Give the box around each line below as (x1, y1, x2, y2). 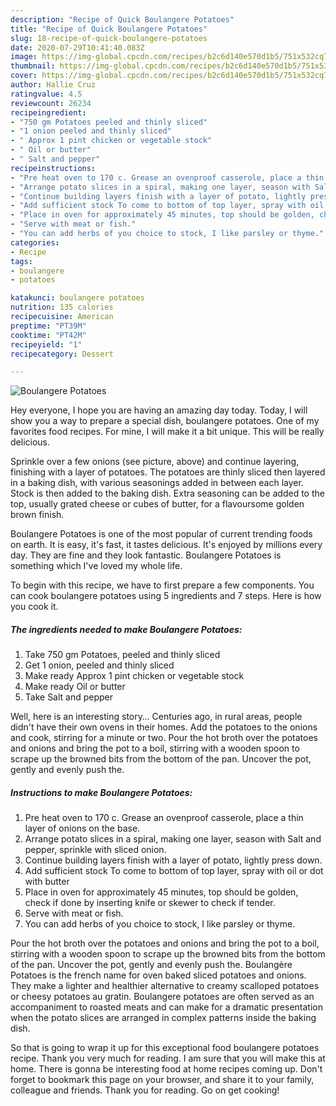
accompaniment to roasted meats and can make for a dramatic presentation (10, 1001, 323, 1013)
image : (10, 52, 38, 62)
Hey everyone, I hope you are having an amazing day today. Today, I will (10, 404, 308, 416)
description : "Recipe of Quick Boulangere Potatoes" (10, 14, 235, 25)
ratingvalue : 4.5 (10, 89, 83, 99)
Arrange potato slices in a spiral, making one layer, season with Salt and (24, 833, 322, 845)
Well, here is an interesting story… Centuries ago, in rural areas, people (10, 711, 303, 723)
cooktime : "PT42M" (10, 330, 87, 340)
